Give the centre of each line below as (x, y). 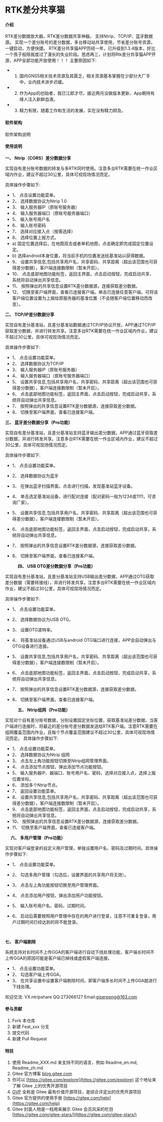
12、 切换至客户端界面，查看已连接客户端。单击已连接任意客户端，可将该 (85, 292)
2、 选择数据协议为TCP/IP (38, 363)
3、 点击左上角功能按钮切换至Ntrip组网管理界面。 (62, 761)
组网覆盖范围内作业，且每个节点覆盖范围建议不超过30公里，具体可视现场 (78, 732)
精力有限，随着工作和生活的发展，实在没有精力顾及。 (73, 111)
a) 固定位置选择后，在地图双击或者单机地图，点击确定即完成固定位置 (81, 244)
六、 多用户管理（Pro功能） (38, 838)
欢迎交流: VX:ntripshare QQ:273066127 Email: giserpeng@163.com (71, 997)
